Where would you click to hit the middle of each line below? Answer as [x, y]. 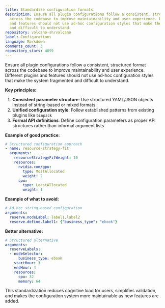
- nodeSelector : [26, 254]
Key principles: [21, 90]
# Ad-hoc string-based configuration [44, 208]
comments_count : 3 [24, 46]
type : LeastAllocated [45, 185]
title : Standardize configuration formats [49, 10]
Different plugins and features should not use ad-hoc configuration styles [79, 75]
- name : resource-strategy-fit [37, 149]
